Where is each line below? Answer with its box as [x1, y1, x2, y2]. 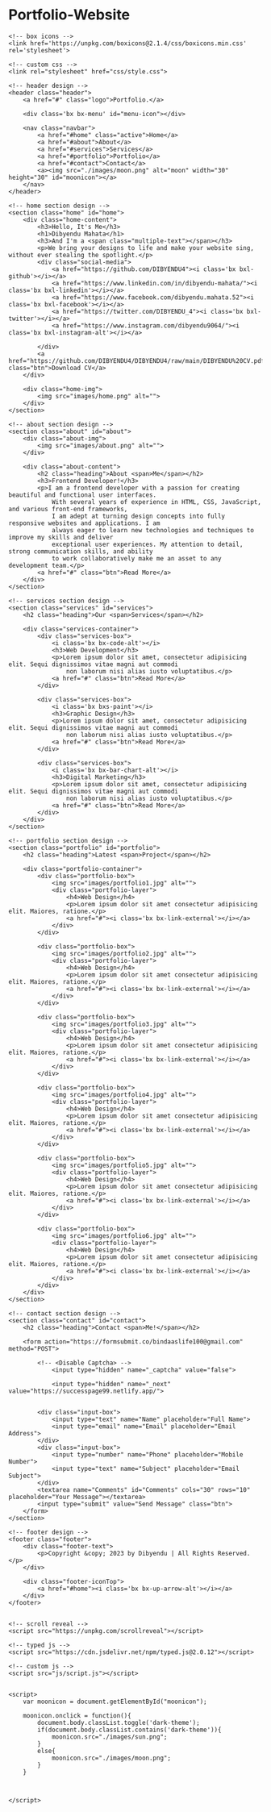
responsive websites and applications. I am [8, 519, 161, 527]
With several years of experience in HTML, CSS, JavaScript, [51, 498, 262, 506]
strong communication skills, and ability [8, 547, 153, 556]
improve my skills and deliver [8, 533, 114, 541]
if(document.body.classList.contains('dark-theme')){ [37, 1726, 222, 1734]
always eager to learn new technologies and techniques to [51, 526, 254, 534]
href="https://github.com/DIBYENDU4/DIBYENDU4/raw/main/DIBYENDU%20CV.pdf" [8, 356, 269, 364]
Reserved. [217, 1549, 251, 1557]
